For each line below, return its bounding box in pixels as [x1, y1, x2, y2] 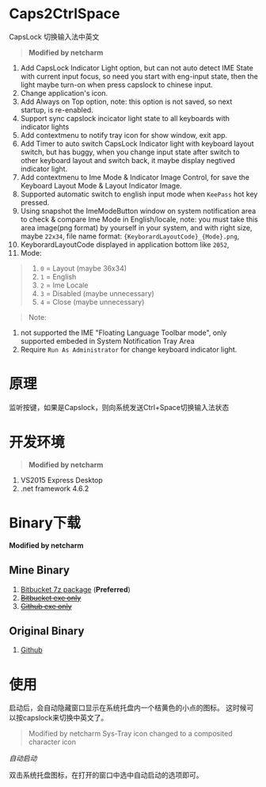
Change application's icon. [20, 88, 108, 97]
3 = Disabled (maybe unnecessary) [40, 288, 155, 298]
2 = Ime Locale [40, 280, 89, 290]
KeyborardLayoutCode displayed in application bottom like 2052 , [20, 239, 230, 249]
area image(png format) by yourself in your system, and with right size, [20, 222, 253, 232]
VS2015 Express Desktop [20, 475, 104, 485]
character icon [28, 737, 76, 747]
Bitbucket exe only [20, 593, 82, 603]
